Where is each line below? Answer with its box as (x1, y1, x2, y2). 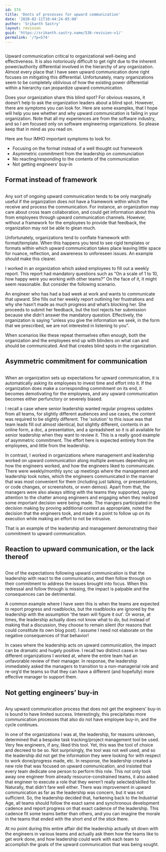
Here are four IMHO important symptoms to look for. (5, 135, 111, 142)
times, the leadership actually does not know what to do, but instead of (5, 617, 150, 623)
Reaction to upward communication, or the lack (5, 545, 155, 553)
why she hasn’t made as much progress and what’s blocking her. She (5, 301, 147, 307)
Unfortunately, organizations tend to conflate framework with (5, 234, 130, 240)
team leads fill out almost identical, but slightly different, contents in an (5, 421, 150, 427)
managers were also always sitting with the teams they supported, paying (5, 489, 156, 495)
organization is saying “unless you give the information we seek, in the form (5, 317, 160, 323)
